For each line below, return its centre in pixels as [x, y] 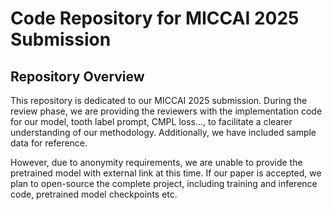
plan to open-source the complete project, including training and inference [164, 183]
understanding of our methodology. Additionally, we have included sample [163, 132]
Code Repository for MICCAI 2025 [155, 18]
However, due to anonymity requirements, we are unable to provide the [156, 162]
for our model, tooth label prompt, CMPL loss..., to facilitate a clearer [151, 121]
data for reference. [49, 143]
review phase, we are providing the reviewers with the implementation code [166, 111]
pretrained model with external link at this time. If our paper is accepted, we [166, 173]
